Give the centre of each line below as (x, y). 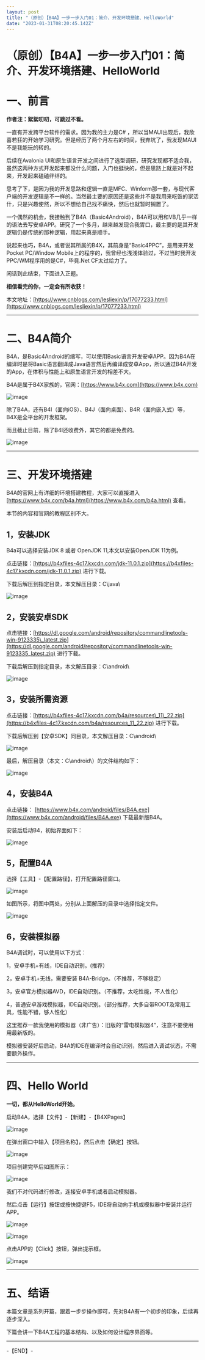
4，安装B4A (30, 794)
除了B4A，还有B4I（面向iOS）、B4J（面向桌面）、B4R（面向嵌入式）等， (97, 409)
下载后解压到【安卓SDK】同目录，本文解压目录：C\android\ (81, 736)
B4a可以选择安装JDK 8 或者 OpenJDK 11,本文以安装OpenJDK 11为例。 (94, 550)
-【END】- (20, 1351)
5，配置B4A (29, 863)
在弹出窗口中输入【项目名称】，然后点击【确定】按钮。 (74, 1142)
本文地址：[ (21, 299)
